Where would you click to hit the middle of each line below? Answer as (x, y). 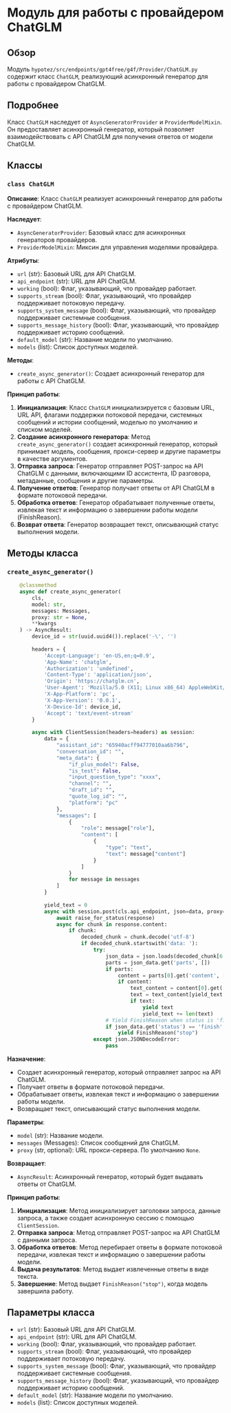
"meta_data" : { (78, 758)
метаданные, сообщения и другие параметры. (86, 480)
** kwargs (44, 624)
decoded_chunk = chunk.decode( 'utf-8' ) (138, 937)
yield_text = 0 (66, 905)
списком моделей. (44, 429)
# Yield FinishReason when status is (159, 1020)
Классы (25, 165)
